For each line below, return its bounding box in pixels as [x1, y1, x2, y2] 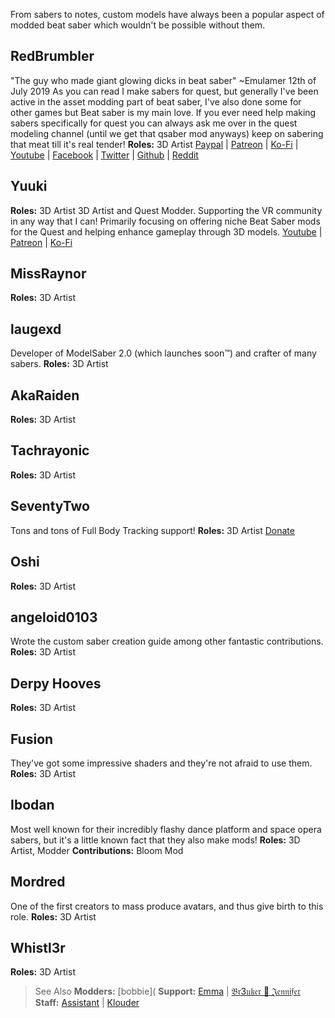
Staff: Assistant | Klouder [34, 997, 140, 1009]
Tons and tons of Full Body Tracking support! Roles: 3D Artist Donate [10, 524, 295, 536]
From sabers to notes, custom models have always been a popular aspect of [10, 9, 325, 20]
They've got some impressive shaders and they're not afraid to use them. [10, 757, 313, 769]
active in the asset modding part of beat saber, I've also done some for [10, 95, 302, 108]
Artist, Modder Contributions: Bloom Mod [10, 844, 184, 856]
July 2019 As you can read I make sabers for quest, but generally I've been [10, 85, 319, 97]
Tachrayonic [10, 442, 90, 459]
